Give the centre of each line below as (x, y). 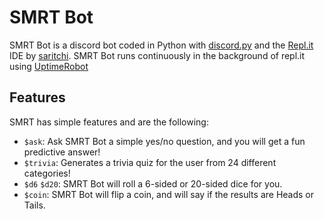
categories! (47, 173)
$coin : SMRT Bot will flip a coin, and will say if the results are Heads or (169, 194)
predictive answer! (62, 152)
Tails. (34, 205)
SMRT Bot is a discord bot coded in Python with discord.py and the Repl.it (161, 45)
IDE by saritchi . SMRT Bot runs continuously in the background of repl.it (157, 55)
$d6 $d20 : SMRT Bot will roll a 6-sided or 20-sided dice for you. (153, 183)
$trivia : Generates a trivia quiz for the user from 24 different (150, 162)
